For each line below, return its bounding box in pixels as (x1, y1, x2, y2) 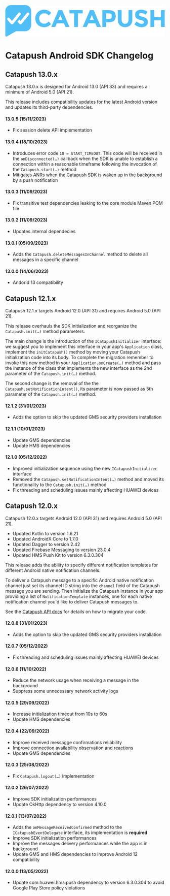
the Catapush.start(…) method (12, 166, 77, 172)
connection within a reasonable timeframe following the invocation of (12, 161, 157, 167)
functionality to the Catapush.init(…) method (12, 482, 107, 488)
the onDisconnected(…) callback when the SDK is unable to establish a (12, 155, 158, 162)
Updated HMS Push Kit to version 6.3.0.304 (12, 552, 104, 558)
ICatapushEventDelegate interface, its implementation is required (12, 829, 148, 836)
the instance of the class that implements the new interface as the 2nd (5, 365, 152, 371)
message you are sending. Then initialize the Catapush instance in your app (5, 588, 163, 594)
